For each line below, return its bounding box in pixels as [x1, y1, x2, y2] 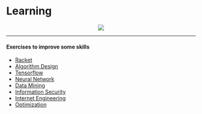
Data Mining [14, 82, 45, 89]
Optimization [14, 101, 47, 109]
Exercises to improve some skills [6, 43, 90, 50]
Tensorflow [14, 69, 43, 76]
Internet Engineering [14, 95, 66, 102]
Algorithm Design [14, 63, 58, 70]
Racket [14, 56, 32, 64]
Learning [6, 4, 52, 18]
